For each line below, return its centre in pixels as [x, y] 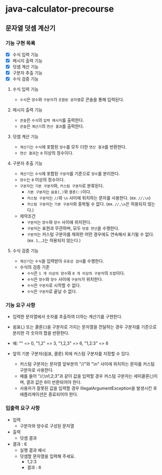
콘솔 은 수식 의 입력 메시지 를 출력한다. [52, 120]
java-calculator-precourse [60, 9]
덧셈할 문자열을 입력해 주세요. [47, 456]
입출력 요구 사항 [23, 408]
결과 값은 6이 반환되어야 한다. [54, 382]
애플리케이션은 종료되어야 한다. [49, 394]
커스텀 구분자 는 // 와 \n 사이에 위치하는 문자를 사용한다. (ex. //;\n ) [89, 198]
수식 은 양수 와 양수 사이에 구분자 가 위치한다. [65, 279]
